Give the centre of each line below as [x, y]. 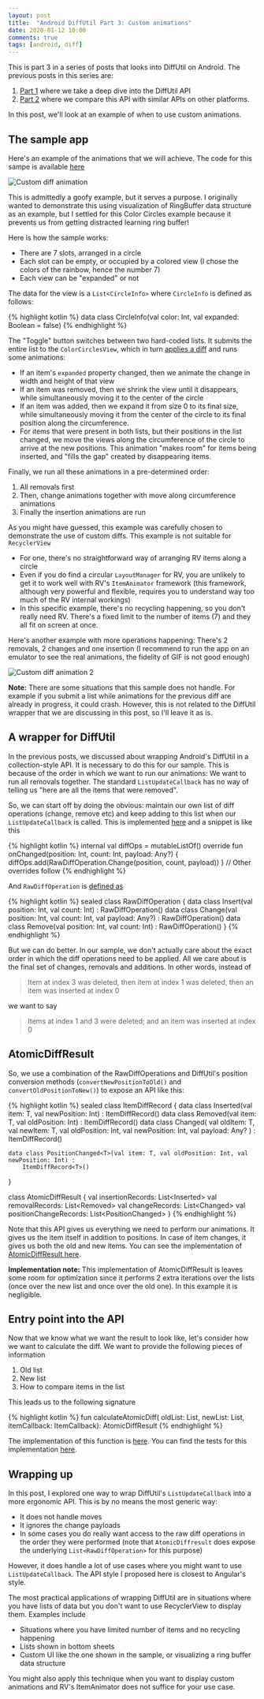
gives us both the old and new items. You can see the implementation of [125, 1246]
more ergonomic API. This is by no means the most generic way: [113, 1502]
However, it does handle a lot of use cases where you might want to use [125, 1566]
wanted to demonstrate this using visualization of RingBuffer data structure [130, 205]
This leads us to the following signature [72, 1402]
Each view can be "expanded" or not [79, 278]
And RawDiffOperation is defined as [66, 886]
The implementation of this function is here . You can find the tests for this [128, 1441]
